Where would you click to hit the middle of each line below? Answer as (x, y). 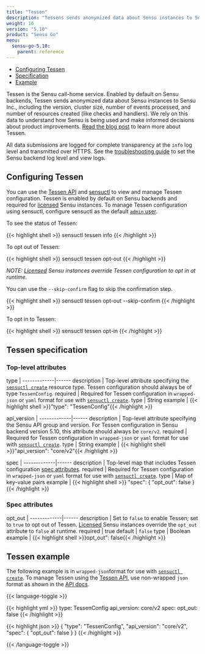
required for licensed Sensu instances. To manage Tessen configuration (97, 205)
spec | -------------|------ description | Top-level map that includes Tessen (101, 463)
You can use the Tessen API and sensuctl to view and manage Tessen (94, 192)
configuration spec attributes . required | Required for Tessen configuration (100, 469)
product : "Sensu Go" (33, 35)
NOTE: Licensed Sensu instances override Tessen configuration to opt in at (101, 270)
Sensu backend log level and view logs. (56, 158)
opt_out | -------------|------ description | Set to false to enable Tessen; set (102, 518)
